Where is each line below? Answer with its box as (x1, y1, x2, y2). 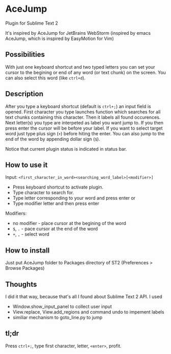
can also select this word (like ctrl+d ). (5, 75, 86, 81)
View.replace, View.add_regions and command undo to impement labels (12, 309, 164, 315)
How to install (5, 246, 50, 255)
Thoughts (5, 280, 37, 288)
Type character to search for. (12, 190, 74, 196)
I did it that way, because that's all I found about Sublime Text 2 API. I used (5, 294, 162, 300)
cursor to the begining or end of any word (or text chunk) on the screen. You (5, 69, 166, 75)
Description (5, 90, 43, 98)
